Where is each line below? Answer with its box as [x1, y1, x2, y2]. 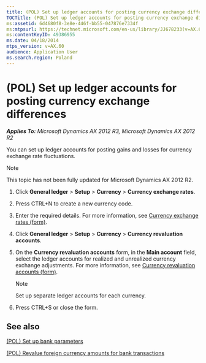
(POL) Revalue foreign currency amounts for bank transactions [6, 350, 165, 357]
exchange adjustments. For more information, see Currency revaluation [15, 261, 196, 269]
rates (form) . [15, 218, 48, 226]
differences [6, 107, 67, 121]
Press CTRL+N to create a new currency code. [15, 200, 133, 207]
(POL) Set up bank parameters [6, 338, 84, 345]
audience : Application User [6, 49, 78, 55]
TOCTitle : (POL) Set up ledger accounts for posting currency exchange [6, 15, 193, 21]
